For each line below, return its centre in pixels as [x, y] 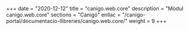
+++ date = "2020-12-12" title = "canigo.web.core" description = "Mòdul [95, 9]
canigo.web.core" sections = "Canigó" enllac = [63, 15]
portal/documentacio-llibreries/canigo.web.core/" [67, 21]
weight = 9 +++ [148, 21]
